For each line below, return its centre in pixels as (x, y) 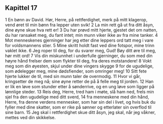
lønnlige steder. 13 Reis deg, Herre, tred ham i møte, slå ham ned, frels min (80, 92)
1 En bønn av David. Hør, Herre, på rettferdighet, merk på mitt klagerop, (76, 19)
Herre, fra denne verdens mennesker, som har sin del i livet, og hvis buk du (80, 102)
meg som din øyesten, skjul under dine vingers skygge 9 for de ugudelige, (80, 66)
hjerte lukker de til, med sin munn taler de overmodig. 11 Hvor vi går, (73, 76)
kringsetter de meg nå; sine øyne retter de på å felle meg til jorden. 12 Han (79, 81)
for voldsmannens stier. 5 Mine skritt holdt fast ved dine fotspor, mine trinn (80, 45)
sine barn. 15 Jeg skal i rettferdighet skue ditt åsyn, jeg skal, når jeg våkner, (81, 112)
